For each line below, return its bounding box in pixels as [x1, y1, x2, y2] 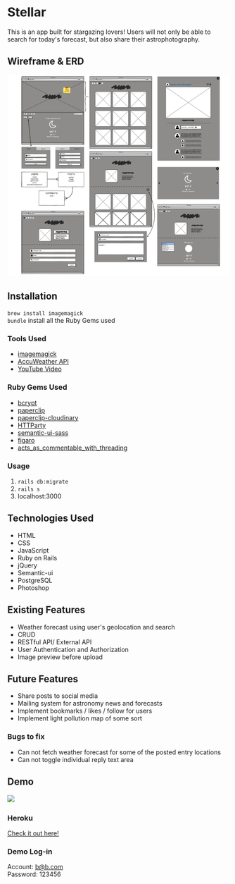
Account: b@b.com [7, 863, 63, 871]
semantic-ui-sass [17, 428, 69, 437]
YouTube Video [17, 364, 62, 374]
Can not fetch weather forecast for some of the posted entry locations [17, 748, 222, 756]
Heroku [7, 813, 33, 823]
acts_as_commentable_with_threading [17, 443, 128, 452]
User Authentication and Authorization [17, 645, 129, 653]
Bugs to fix [7, 732, 45, 742]
